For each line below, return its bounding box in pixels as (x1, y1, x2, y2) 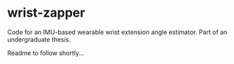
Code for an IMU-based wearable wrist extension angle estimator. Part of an (7, 28, 228, 36)
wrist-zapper (7, 5, 85, 21)
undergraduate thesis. (7, 35, 71, 43)
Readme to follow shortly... (7, 49, 85, 57)
